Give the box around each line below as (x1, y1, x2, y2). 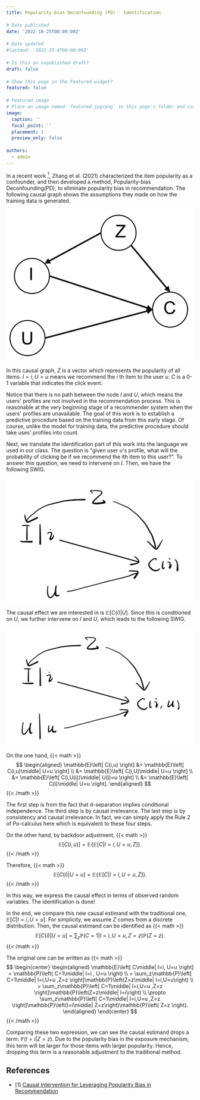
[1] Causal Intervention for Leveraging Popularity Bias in (14, 1081, 152, 1089)
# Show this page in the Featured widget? (6, 79, 113, 85)
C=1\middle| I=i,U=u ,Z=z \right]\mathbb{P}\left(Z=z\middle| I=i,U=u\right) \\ (6, 976, 194, 983)
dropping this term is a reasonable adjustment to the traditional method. (6, 1048, 182, 1055)
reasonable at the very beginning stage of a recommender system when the (6, 404, 192, 411)
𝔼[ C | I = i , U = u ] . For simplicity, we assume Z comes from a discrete (6, 915, 173, 923)
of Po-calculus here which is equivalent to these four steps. (6, 820, 152, 827)
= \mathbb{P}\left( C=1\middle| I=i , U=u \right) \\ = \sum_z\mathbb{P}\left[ (8, 970, 192, 977)
